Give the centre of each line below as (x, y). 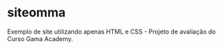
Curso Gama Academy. (40, 38)
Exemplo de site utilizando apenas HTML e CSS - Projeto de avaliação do (111, 32)
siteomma (36, 13)
